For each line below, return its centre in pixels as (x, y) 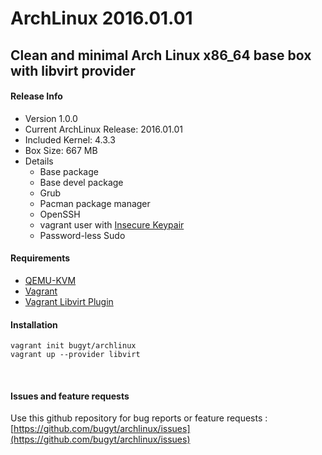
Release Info (36, 96)
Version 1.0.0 (51, 118)
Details (39, 161)
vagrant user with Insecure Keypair (112, 224)
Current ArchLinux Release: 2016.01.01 (103, 129)
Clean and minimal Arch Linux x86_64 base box (161, 55)
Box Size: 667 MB (61, 150)
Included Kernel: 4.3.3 (70, 139)
